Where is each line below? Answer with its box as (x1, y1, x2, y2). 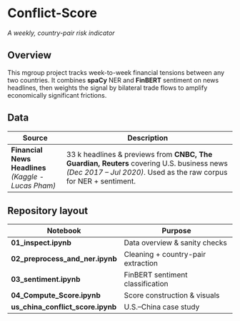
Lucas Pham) (11, 180, 56, 190)
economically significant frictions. (7, 91, 107, 99)
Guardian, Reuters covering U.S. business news (66, 158, 229, 168)
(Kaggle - (11, 171, 44, 181)
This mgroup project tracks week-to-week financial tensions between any (7, 68, 225, 76)
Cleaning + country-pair (124, 250, 206, 260)
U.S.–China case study (124, 302, 200, 312)
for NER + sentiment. (66, 176, 136, 186)
